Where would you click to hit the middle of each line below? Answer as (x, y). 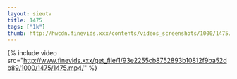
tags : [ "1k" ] (26, 27)
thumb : (17, 33)
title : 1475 (25, 20)
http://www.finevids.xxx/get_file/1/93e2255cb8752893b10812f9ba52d (125, 61)
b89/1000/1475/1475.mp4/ (46, 68)
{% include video (32, 53)
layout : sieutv (30, 14)
